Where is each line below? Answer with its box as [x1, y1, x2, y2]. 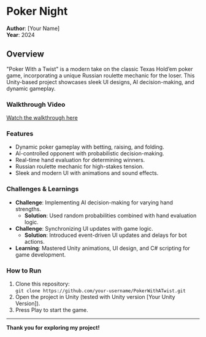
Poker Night [6, 4, 68, 18]
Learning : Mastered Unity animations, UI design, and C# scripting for [15, 244, 190, 252]
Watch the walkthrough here [6, 114, 78, 122]
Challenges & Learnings [6, 185, 79, 193]
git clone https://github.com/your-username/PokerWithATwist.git [15, 287, 186, 294]
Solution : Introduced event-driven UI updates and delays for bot [24, 231, 187, 239]
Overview [6, 49, 45, 60]
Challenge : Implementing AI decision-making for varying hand [15, 198, 174, 206]
